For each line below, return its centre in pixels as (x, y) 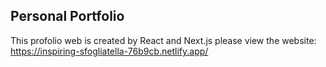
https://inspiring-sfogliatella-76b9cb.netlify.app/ (109, 51)
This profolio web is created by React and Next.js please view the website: (163, 40)
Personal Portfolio (67, 16)
